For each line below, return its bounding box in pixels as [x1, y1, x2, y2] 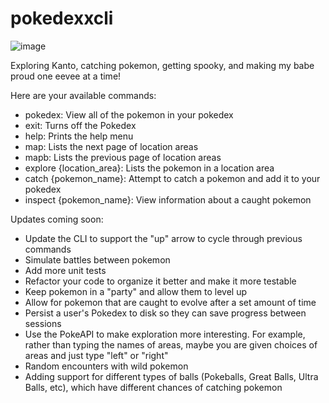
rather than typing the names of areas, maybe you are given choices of [24, 338, 318, 351]
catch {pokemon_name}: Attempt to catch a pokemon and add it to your [24, 172, 321, 184]
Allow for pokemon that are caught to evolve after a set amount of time [24, 296, 317, 308]
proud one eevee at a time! [10, 70, 122, 82]
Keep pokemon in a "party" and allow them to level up [24, 285, 248, 297]
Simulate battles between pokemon [24, 253, 171, 266]
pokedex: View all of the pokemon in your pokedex [24, 108, 234, 121]
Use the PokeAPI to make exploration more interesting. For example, [24, 328, 306, 340]
